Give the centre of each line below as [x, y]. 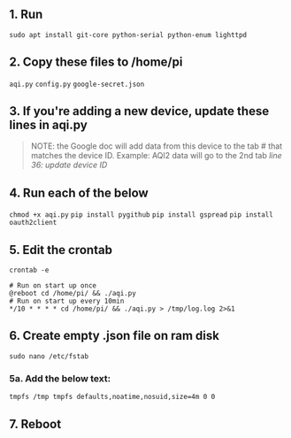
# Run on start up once [53, 286]
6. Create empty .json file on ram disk [114, 336]
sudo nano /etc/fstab [49, 356]
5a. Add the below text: [60, 378]
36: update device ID [69, 165]
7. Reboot [35, 424]
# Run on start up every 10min [67, 301]
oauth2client [33, 223]
